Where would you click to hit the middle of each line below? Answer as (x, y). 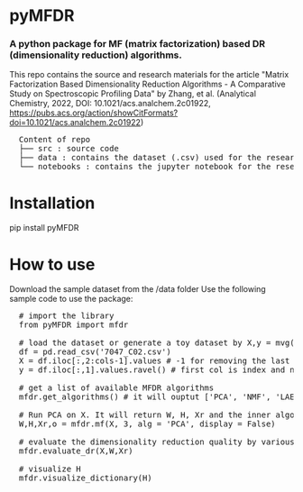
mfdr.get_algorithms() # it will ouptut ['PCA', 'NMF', (145, 397)
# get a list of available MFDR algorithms (116, 388)
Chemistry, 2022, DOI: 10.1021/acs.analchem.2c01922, (110, 104)
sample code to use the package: (71, 299)
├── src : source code (69, 149)
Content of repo (55, 140)
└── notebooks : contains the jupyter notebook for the (145, 167)
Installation (52, 203)
